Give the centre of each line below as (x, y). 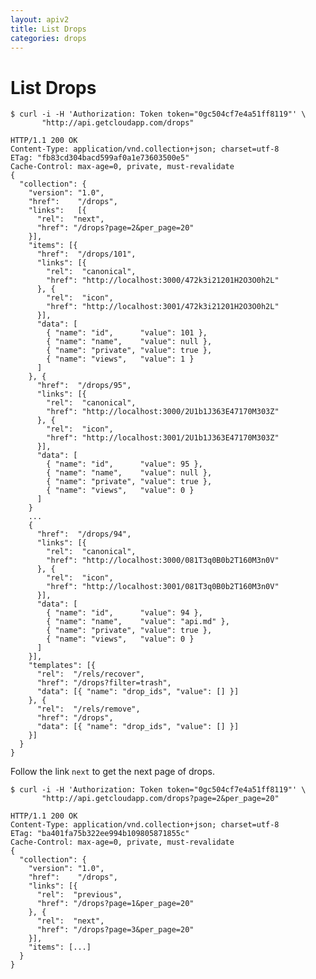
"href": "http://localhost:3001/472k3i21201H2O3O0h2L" (163, 307)
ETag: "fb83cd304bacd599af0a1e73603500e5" (100, 158)
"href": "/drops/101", (86, 254)
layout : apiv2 (40, 19)
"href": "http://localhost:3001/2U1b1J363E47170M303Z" (163, 438)
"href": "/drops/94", (84, 534)
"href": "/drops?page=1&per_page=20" (115, 904)
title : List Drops (48, 29)
